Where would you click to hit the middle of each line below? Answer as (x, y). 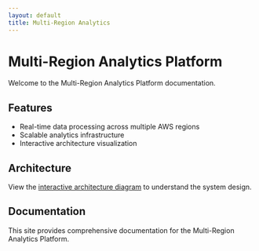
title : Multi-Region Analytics (59, 23)
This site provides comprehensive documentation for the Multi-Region (121, 230)
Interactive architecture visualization (78, 144)
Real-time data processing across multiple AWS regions (109, 127)
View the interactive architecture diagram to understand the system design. (130, 187)
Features (30, 108)
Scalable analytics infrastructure (72, 135)
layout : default (35, 15)
